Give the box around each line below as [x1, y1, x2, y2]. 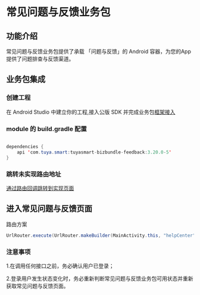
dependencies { [6, 143, 44, 149]
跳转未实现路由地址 [6, 170, 61, 178]
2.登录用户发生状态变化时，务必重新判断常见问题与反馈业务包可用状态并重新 [6, 275, 193, 282]
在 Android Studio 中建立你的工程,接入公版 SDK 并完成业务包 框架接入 [6, 108, 176, 115]
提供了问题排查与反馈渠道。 [6, 55, 74, 62]
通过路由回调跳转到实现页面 [6, 184, 74, 192]
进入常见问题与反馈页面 [6, 203, 92, 214]
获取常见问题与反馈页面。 [6, 282, 69, 289]
